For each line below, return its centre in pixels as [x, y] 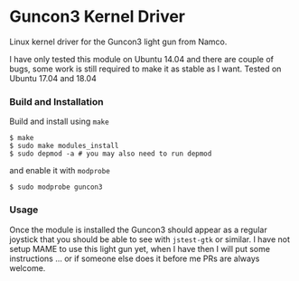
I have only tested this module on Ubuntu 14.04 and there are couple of [141, 59]
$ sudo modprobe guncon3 [56, 187]
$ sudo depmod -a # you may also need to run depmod [111, 154]
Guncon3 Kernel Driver [98, 17]
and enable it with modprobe [60, 171]
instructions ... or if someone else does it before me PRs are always [135, 258]
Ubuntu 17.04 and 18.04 [53, 78]
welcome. [28, 267]
